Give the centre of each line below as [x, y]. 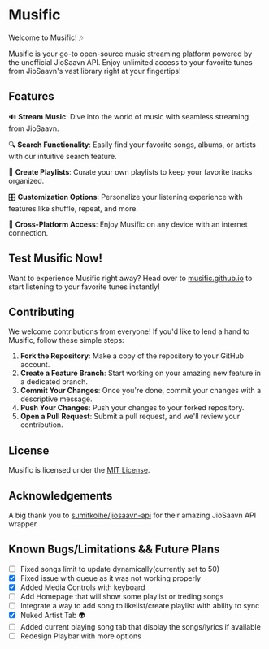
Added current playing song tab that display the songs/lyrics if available [141, 627]
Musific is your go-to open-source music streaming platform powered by [130, 54]
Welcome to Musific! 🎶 [46, 37]
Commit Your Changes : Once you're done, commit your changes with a [141, 391]
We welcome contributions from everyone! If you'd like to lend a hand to [129, 331]
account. [35, 365]
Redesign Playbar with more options [81, 636]
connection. [28, 232]
